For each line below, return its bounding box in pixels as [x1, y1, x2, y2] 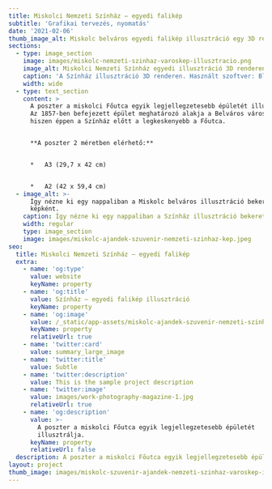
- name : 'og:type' [23, 265, 85, 274]
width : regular [23, 220, 74, 228]
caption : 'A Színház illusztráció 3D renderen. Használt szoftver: [23, 72, 255, 80]
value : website [29, 273, 82, 281]
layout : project [8, 461, 63, 470]
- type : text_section [15, 87, 89, 96]
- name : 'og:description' [23, 408, 111, 416]
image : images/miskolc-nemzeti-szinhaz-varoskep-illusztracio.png [23, 57, 252, 66]
